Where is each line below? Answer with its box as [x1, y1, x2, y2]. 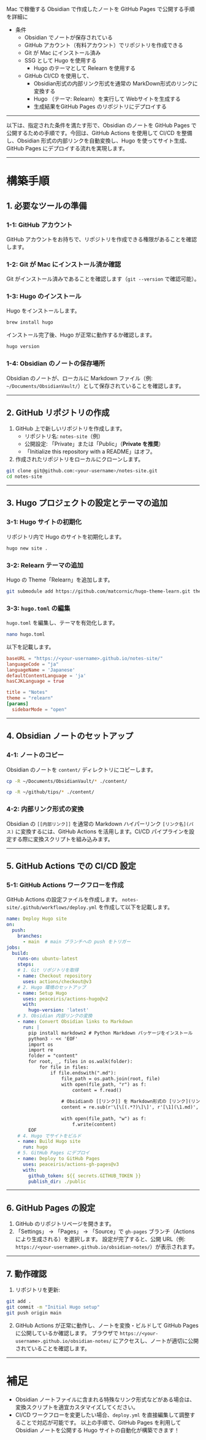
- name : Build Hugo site [17, 1138, 81, 1145]
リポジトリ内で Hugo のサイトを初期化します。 [6, 533, 125, 540]
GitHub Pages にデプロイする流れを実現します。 [6, 145, 129, 152]
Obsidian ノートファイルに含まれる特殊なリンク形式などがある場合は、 [15, 1396, 195, 1403]
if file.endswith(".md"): [50, 1070, 116, 1076]
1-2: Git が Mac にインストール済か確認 [6, 260, 121, 268]
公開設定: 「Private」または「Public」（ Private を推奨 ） [24, 440, 164, 448]
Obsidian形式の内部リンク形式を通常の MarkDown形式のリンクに [33, 80, 198, 87]
